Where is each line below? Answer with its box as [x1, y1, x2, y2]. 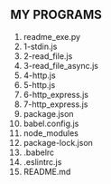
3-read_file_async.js [23, 60, 98, 71]
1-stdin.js [23, 41, 58, 52]
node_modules [23, 127, 79, 139]
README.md [23, 166, 71, 177]
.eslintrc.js [23, 156, 62, 167]
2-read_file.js [23, 50, 73, 62]
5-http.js [23, 79, 56, 90]
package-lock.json [23, 137, 94, 148]
